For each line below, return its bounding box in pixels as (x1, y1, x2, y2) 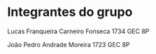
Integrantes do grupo (7, 4, 133, 20)
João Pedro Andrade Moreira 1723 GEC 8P (7, 40, 131, 48)
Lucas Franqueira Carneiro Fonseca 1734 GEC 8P (7, 27, 150, 35)
